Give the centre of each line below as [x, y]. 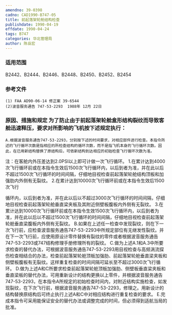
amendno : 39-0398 [24, 10]
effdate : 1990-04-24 [27, 29]
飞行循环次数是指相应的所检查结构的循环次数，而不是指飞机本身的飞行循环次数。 [85, 145]
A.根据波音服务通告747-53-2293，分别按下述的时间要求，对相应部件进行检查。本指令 [83, 140]
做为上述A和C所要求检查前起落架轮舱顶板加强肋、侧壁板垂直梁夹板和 [93, 268]
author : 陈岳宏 [20, 44]
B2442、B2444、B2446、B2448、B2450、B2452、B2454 [69, 75]
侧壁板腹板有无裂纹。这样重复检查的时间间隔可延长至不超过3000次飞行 [81, 262]
